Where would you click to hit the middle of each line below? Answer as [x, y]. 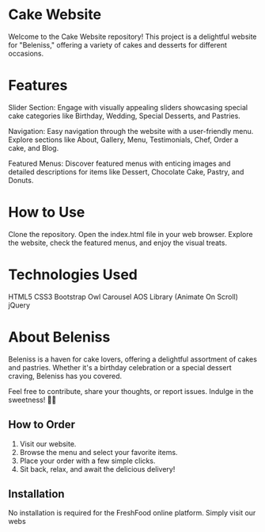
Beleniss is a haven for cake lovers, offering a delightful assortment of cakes [132, 359]
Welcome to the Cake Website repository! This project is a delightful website [132, 36]
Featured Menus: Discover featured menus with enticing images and [119, 163]
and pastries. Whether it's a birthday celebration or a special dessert [120, 367]
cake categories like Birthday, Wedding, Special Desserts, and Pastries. [125, 116]
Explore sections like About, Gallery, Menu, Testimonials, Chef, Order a [123, 140]
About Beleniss [59, 337]
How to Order [42, 425]
